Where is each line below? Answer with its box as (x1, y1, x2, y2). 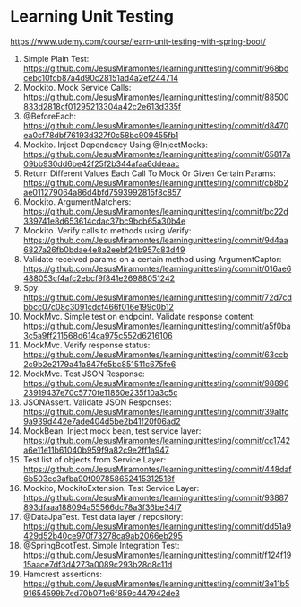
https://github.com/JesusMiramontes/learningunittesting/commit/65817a (22, 148, 291, 159)
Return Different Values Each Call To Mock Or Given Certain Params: (22, 168, 276, 179)
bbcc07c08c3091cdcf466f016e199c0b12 (22, 301, 174, 312)
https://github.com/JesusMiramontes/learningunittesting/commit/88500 (22, 92, 289, 102)
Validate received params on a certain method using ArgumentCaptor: (22, 253, 282, 264)
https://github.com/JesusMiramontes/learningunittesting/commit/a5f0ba (22, 321, 291, 331)
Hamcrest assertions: (22, 568, 102, 579)
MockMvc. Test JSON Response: (22, 368, 146, 379)
